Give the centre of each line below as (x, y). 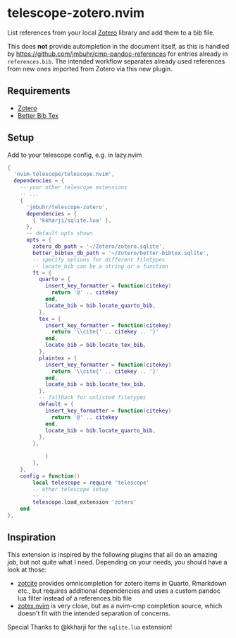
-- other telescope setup (71, 489)
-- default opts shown (59, 234)
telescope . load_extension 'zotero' (85, 502)
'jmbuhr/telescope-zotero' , (67, 207)
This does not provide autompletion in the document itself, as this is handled (118, 46)
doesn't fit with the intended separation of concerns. (94, 613)
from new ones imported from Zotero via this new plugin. (90, 69)
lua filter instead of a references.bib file (75, 598)
